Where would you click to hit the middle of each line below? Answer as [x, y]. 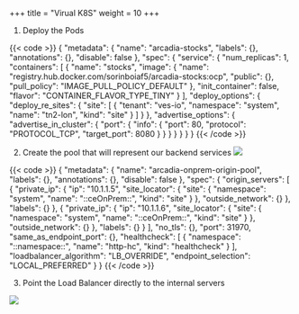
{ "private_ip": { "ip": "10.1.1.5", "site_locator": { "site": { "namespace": [138, 189]
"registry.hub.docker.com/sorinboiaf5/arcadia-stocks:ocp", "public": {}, [142, 76]
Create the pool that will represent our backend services [127, 153]
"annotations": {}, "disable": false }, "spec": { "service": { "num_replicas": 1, [149, 57]
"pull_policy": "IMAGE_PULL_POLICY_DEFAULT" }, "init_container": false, [145, 86]
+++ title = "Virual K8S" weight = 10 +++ [85, 13]
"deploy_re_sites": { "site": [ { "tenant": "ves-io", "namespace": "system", [145, 105]
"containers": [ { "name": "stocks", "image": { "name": [109, 67]
